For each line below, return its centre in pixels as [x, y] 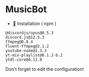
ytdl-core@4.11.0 [24, 60]
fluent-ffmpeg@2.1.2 [27, 46]
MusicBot [26, 9]
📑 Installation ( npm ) [35, 23]
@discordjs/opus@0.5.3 [29, 33]
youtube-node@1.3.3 [26, 50]
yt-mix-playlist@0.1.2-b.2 [34, 55]
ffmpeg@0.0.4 [19, 42]
